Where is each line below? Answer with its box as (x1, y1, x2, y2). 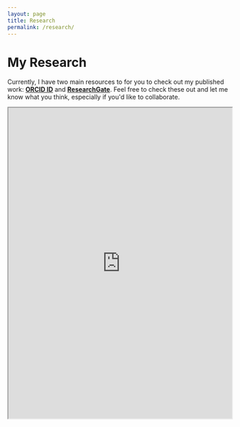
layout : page (7, 10, 46, 18)
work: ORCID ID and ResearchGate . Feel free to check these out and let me (7, 85, 229, 94)
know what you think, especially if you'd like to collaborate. (7, 93, 180, 102)
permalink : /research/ (7, 23, 75, 31)
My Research (7, 54, 87, 70)
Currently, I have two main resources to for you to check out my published (7, 77, 224, 86)
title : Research (7, 17, 55, 24)
